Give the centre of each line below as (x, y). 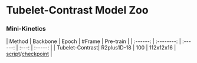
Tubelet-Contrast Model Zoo (77, 10)
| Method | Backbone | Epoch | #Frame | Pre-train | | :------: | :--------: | (93, 41)
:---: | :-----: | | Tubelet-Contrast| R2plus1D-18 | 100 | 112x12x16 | (98, 48)
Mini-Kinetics (26, 29)
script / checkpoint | (29, 54)
